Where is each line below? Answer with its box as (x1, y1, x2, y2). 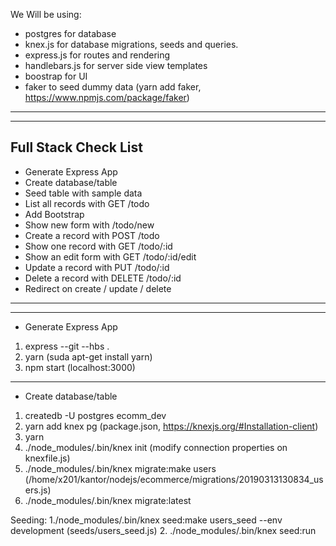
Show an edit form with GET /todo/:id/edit (24, 250, 197, 263)
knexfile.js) (24, 452, 71, 464)
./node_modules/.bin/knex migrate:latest (24, 494, 192, 506)
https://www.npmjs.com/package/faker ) (24, 92, 190, 103)
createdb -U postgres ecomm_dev (24, 409, 167, 421)
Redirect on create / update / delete (24, 282, 172, 294)
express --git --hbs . (24, 340, 110, 352)
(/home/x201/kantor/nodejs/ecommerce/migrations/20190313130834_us (24, 473, 324, 485)
